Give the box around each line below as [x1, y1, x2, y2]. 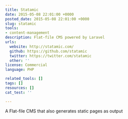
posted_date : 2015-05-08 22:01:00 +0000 [5, 16, 90, 21]
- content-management [5, 30, 50, 35]
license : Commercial [5, 62, 48, 67]
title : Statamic [5, 7, 39, 12]
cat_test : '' [5, 90, 32, 95]
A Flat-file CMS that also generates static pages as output [5, 108, 123, 114]
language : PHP [5, 67, 35, 72]
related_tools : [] [5, 76, 43, 81]
